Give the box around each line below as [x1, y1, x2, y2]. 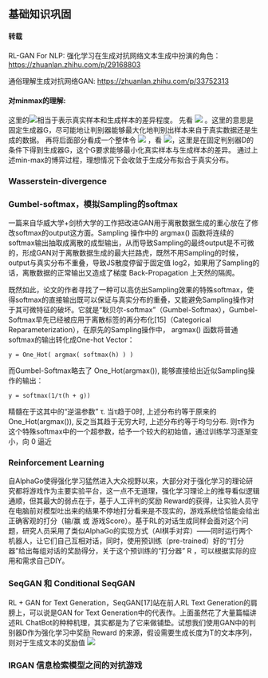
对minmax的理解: [8, 96, 66, 105]
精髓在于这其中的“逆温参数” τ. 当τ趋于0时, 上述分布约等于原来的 [8, 406, 217, 417]
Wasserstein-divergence [8, 175, 108, 186]
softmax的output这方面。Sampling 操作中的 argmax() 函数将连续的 [14, 228, 235, 238]
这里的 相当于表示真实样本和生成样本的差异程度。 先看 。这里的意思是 [8, 115, 254, 125]
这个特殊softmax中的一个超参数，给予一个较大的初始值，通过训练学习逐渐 [8, 426, 251, 437]
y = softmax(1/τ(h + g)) [8, 392, 91, 400]
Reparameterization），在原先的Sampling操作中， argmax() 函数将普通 [8, 325, 238, 335]
